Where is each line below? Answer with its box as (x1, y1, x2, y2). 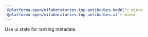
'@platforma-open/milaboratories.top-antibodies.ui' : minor (5, 12, 137, 17)
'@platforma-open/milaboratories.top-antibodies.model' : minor (5, 7, 143, 13)
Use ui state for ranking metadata (5, 26, 76, 32)
